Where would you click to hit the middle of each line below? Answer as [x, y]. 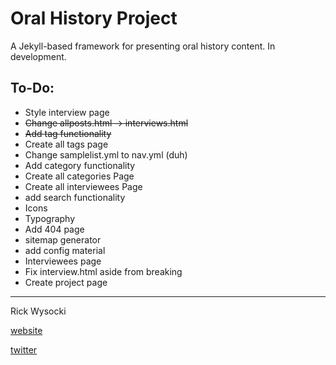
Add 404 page [54, 229]
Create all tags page [66, 144]
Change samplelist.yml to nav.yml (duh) [106, 154]
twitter [24, 349]
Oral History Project [94, 18]
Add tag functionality [68, 133]
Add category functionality [80, 165]
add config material [65, 250]
